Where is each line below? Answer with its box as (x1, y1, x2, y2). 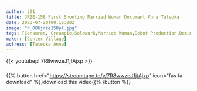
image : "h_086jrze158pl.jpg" (6, 25, 77, 31)
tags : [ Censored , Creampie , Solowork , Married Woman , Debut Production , (6, 31, 180, 36)
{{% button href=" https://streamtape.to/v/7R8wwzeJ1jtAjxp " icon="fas (6, 72, 177, 79)
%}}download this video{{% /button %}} (33, 78, 131, 85)
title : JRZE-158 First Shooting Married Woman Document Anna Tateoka (6, 14, 180, 20)
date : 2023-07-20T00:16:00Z (6, 19, 75, 25)
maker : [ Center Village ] (6, 36, 67, 42)
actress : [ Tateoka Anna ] (6, 42, 67, 48)
